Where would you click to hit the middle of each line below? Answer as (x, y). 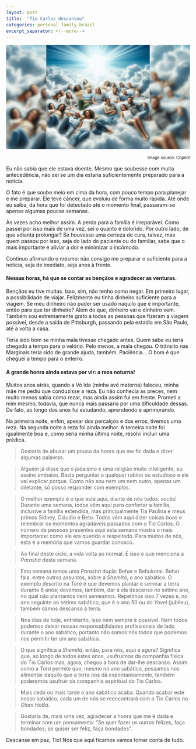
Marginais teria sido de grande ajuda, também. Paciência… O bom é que (93, 352)
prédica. (16, 440)
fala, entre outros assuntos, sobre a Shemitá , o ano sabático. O (96, 577)
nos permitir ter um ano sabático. (60, 639)
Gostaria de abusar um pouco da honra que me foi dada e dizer (97, 452)
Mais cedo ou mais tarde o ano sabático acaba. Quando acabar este (102, 692)
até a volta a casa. (28, 329)
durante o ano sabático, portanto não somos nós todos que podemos (104, 632)
